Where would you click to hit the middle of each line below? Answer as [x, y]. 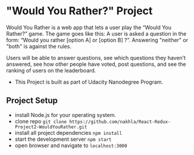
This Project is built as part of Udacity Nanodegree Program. [89, 82]
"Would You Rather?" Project [79, 11]
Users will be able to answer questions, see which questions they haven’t [96, 58]
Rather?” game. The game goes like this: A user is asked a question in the [96, 33]
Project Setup [32, 101]
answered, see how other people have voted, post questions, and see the [96, 64]
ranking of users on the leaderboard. [51, 70]
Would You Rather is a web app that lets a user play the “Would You [89, 27]
